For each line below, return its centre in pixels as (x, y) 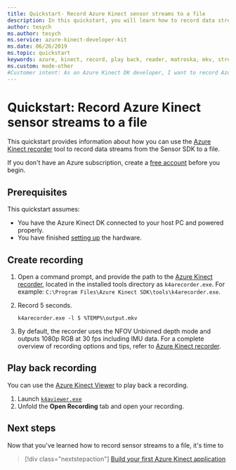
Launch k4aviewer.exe (50, 398)
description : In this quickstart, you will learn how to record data (111, 20)
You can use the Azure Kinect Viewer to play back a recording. (98, 385)
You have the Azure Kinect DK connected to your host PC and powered (120, 223)
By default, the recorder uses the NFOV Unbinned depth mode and (114, 332)
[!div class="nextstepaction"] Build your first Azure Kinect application (125, 459)
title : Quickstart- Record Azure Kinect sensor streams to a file (106, 14)
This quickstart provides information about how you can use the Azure (109, 142)
